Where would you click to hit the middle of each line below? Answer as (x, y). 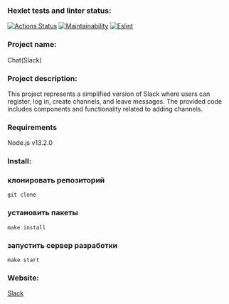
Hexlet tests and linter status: (59, 11)
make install (27, 227)
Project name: (32, 45)
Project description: (42, 78)
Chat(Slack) (25, 60)
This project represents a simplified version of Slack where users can (109, 94)
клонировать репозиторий (56, 180)
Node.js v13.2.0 (30, 143)
